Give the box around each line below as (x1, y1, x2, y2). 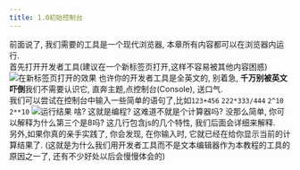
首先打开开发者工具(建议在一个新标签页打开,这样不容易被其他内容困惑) (9, 61, 268, 72)
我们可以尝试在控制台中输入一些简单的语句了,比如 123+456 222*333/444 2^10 (9, 95, 284, 106)
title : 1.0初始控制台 (9, 13, 83, 22)
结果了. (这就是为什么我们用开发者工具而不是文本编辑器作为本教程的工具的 (16, 140, 291, 150)
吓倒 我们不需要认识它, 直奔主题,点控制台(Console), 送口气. (9, 83, 223, 94)
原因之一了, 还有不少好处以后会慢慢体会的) (9, 150, 166, 161)
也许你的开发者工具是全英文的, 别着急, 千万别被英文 (97, 72, 287, 83)
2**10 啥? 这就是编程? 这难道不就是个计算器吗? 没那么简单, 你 (9, 106, 277, 116)
